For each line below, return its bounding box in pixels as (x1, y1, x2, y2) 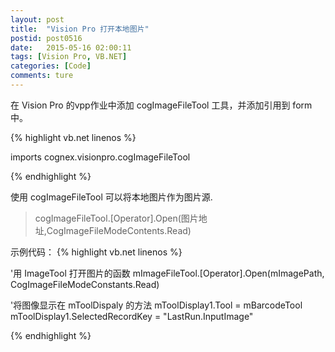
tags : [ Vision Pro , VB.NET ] (10, 52, 128, 62)
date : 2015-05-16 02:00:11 (10, 42, 132, 53)
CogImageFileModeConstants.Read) (10, 278, 160, 290)
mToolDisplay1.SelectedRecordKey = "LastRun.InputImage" (10, 310, 254, 322)
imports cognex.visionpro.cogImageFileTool (10, 151, 191, 163)
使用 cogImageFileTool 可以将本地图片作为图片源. (10, 191, 213, 203)
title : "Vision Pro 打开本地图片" (10, 24, 150, 34)
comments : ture (10, 71, 74, 81)
